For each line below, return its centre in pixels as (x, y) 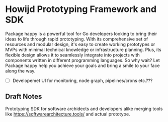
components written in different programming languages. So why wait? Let (82, 60)
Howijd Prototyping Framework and (81, 9)
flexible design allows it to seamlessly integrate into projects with (72, 55)
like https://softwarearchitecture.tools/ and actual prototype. (68, 114)
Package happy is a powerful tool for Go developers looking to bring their (81, 33)
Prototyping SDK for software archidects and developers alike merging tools (84, 108)
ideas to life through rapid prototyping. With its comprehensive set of (77, 39)
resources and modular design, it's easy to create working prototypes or (80, 44)
